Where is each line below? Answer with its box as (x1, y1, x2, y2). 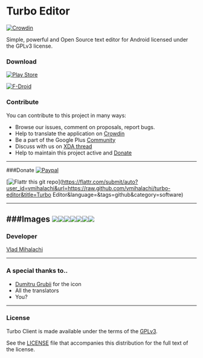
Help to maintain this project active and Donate (14, 149, 132, 156)
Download (6, 57, 37, 66)
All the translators (14, 287, 59, 294)
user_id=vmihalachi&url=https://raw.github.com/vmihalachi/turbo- (6, 184, 171, 191)
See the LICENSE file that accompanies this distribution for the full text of (6, 339, 188, 347)
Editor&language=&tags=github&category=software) (52, 191, 184, 198)
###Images (6, 214, 50, 224)
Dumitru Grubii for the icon (14, 280, 82, 287)
